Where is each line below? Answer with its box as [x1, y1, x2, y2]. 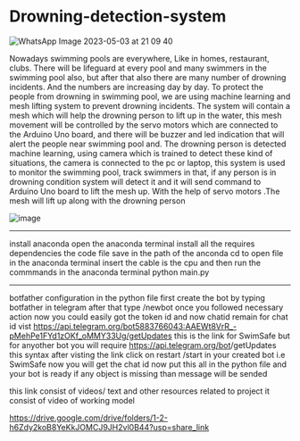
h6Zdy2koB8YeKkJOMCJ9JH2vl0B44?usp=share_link [9, 421, 210, 432]
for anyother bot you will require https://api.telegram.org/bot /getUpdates [9, 339, 277, 350]
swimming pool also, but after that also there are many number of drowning [9, 71, 287, 82]
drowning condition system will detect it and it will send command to [9, 176, 262, 187]
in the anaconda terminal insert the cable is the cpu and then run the [9, 257, 262, 268]
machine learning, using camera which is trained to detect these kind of [9, 147, 273, 158]
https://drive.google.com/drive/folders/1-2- [9, 412, 168, 423]
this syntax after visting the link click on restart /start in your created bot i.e [9, 349, 286, 360]
